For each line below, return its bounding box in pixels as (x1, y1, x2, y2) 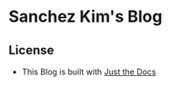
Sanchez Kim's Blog (8, 6, 163, 27)
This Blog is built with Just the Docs (21, 66, 156, 77)
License (8, 43, 55, 58)
